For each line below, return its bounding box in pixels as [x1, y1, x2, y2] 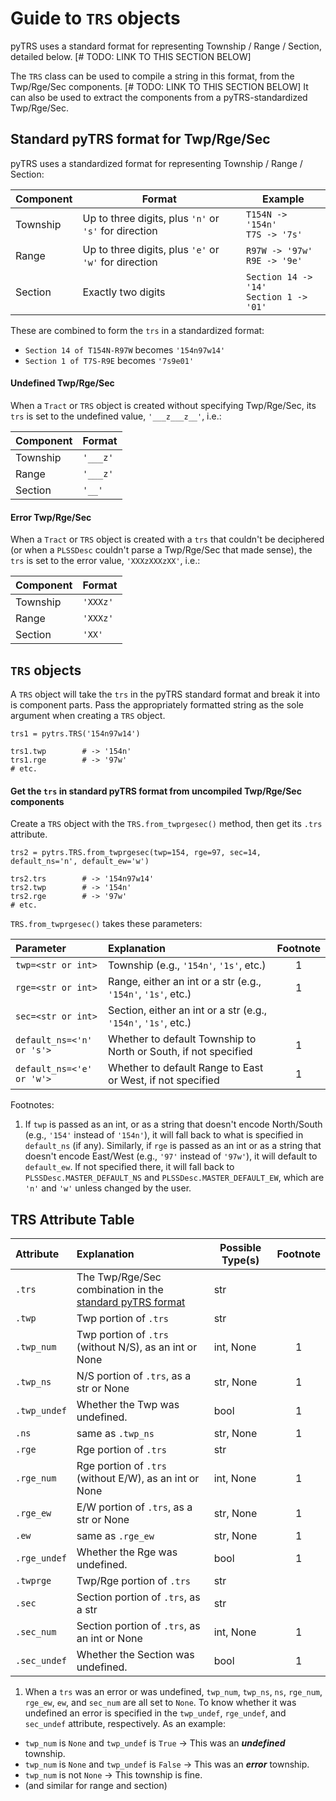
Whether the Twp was [76, 1397, 180, 1411]
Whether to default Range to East [108, 1061, 264, 1075]
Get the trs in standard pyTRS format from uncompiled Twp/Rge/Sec [10, 785, 302, 797]
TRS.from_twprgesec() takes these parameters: [10, 918, 203, 930]
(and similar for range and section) [24, 1779, 168, 1791]
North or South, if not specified [108, 1045, 253, 1059]
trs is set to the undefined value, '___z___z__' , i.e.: [10, 410, 222, 422]
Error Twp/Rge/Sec [10, 511, 92, 523]
